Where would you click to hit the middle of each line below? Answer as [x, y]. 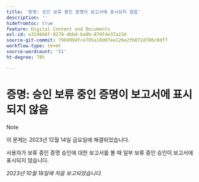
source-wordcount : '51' [37, 52]
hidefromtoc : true [30, 23]
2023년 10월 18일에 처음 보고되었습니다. [54, 173]
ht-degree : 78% [26, 57]
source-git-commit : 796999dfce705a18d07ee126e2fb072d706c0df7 [87, 40]
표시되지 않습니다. [28, 160]
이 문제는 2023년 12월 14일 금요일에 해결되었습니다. [68, 139]
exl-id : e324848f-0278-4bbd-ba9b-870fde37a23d [67, 35]
